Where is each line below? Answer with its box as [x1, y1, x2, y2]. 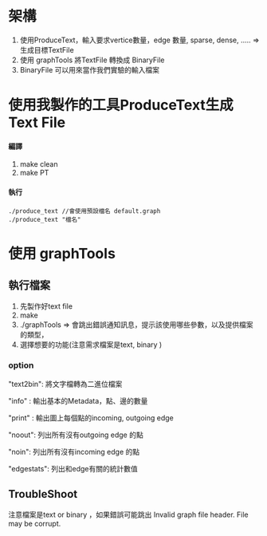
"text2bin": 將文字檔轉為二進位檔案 [8, 379, 123, 388]
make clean [19, 160, 58, 169]
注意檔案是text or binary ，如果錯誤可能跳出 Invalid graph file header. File [8, 510, 249, 519]
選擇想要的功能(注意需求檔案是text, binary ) [19, 340, 163, 349]
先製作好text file [19, 301, 73, 311]
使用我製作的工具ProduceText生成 [8, 97, 234, 114]
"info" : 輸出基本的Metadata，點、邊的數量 [8, 396, 148, 405]
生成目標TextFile [19, 45, 74, 54]
